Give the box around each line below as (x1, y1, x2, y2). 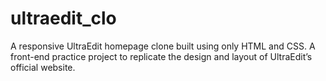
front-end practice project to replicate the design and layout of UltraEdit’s (10, 50, 313, 62)
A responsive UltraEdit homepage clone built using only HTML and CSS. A (10, 40, 316, 52)
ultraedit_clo (10, 7, 117, 30)
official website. (10, 61, 76, 73)
